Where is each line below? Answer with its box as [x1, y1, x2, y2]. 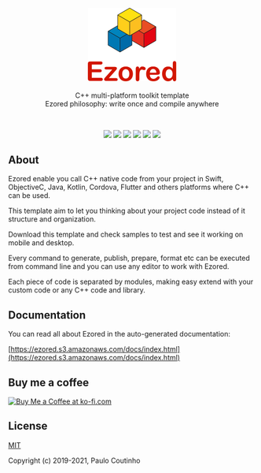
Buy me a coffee [8, 375, 90, 389]
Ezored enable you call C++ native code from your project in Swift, [8, 174, 224, 184]
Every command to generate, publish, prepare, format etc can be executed [8, 253, 250, 263]
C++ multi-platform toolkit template [75, 91, 189, 100]
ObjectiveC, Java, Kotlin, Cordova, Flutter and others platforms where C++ [8, 182, 249, 192]
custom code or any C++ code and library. [8, 285, 145, 295]
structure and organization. [8, 214, 96, 224]
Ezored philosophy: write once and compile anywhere [45, 99, 219, 108]
